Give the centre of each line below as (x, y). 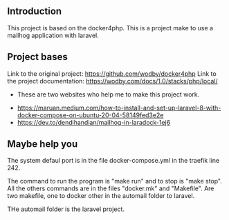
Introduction (35, 11)
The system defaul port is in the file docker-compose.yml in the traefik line (113, 161)
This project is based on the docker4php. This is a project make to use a (110, 28)
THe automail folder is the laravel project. (66, 209)
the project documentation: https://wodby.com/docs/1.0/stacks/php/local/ (112, 81)
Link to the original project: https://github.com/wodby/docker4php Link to (112, 73)
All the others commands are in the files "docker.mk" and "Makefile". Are (111, 188)
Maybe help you (43, 144)
